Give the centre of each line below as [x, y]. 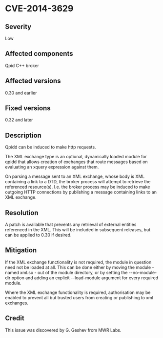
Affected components [39, 54]
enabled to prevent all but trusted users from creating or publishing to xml [79, 297]
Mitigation [21, 250]
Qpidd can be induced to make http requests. [51, 147]
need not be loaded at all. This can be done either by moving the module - [80, 267]
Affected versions [33, 81]
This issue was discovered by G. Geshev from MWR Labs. [63, 330]
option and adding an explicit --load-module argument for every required [85, 278]
